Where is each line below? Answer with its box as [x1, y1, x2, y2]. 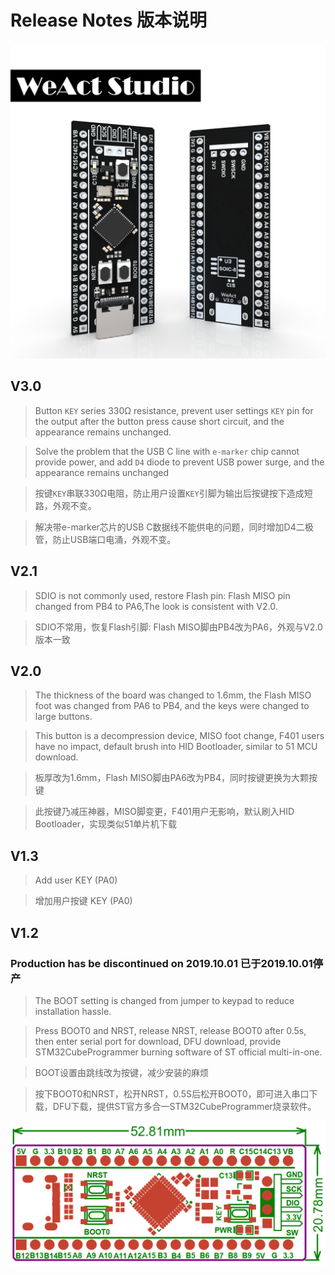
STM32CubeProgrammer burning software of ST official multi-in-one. [34, 1046, 323, 1058]
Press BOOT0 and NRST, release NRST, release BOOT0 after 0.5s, [34, 1024, 307, 1036]
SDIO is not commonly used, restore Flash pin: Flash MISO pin [34, 589, 291, 601]
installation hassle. [34, 1005, 112, 1017]
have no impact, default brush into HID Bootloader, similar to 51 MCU [34, 741, 318, 753]
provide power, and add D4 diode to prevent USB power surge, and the [34, 456, 325, 468]
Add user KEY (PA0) [34, 874, 118, 886]
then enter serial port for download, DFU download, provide [34, 1035, 282, 1047]
